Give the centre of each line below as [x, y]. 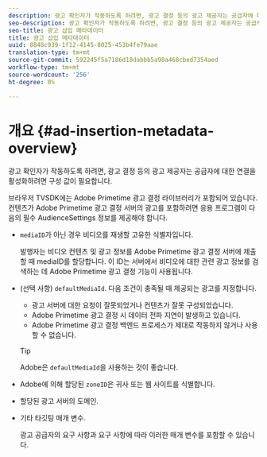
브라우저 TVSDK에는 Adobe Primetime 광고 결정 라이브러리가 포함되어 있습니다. [133, 198]
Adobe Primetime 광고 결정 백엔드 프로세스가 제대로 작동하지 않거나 [137, 325]
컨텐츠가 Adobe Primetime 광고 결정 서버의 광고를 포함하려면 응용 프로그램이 [128, 208]
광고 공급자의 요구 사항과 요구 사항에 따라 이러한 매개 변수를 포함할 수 [127, 435]
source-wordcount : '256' [49, 75]
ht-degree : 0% [32, 82]
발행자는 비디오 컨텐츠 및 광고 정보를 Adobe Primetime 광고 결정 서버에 [131, 252]
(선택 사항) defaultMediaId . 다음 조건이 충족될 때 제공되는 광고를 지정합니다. [138, 289]
